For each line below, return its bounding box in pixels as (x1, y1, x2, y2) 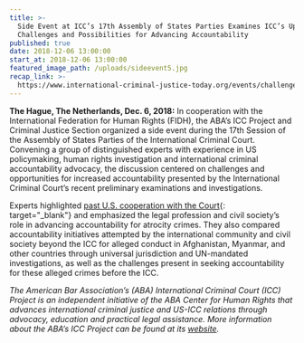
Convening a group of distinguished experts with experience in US (9, 144, 257, 155)
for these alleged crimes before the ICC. (9, 267, 159, 278)
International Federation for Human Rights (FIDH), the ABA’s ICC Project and (9, 115, 292, 126)
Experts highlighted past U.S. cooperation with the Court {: (9, 200, 226, 211)
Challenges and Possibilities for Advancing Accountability (17, 30, 249, 39)
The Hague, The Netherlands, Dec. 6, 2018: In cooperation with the (9, 105, 263, 116)
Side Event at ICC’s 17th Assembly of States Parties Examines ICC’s (17, 22, 285, 31)
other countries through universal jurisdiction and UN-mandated (9, 248, 249, 259)
